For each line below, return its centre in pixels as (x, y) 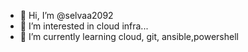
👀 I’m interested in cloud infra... (84, 26)
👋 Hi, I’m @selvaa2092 (66, 15)
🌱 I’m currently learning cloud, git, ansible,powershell (129, 36)
